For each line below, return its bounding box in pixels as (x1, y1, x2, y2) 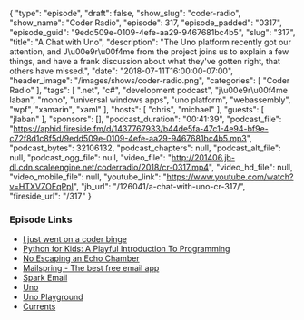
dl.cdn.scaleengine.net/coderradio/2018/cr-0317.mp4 (9, 162, 210, 172)
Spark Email (22, 272, 68, 284)
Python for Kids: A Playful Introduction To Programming (22, 244, 230, 255)
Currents (22, 301, 56, 312)
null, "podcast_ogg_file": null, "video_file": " (9, 152, 172, 162)
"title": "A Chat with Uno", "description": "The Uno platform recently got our (9, 36, 292, 47)
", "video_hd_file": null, (208, 162, 293, 172)
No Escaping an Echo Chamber (22, 253, 140, 264)
